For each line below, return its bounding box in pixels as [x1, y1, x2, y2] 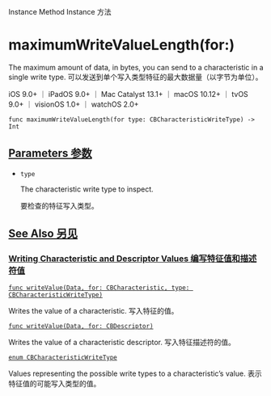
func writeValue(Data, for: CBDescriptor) [8, 322, 154, 331]
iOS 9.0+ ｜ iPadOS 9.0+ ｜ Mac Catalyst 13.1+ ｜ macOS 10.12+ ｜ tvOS [8, 89, 248, 99]
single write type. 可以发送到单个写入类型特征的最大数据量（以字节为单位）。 [8, 72, 263, 82]
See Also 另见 [8, 227, 78, 241]
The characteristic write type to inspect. [19, 184, 154, 194]
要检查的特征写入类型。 [19, 200, 99, 210]
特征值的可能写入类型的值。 [8, 379, 101, 389]
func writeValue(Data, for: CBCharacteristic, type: [8, 284, 190, 293]
